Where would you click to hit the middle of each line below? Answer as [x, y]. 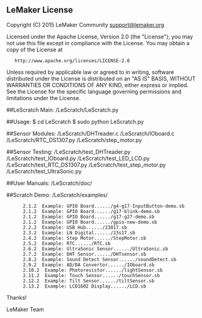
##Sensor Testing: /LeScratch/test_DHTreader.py [69, 151]
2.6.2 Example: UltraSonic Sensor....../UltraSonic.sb [95, 249]
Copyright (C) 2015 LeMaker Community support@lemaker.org [85, 24]
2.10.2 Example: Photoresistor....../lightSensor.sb [93, 270]
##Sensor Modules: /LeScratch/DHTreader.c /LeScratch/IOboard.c [91, 133]
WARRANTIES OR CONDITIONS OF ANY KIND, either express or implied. [97, 85]
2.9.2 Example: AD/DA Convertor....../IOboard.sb [88, 265]
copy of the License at [35, 49]
